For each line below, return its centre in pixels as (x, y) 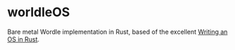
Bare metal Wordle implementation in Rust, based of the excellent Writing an (118, 32)
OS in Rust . (24, 39)
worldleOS (39, 12)
